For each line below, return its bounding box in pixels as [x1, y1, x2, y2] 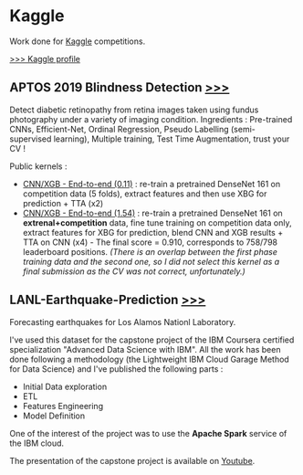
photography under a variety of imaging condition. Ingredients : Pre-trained [9, 113, 293, 124]
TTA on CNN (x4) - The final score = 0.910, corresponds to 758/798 [22, 237, 278, 248]
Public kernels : [9, 161, 68, 172]
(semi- [231, 123, 256, 134]
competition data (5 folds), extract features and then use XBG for [22, 188, 267, 199]
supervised [9, 133, 52, 144]
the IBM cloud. [9, 438, 65, 449]
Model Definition [22, 410, 86, 421]
